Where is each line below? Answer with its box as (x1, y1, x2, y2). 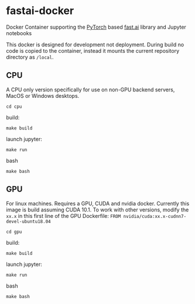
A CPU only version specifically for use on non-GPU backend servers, (6, 86, 175, 93)
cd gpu (6, 228, 22, 235)
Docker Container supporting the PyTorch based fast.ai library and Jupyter (6, 23, 186, 30)
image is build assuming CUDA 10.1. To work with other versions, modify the (6, 206, 189, 213)
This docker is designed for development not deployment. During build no (6, 41, 184, 48)
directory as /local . (6, 53, 54, 60)
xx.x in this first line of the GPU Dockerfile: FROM (6, 212, 121, 219)
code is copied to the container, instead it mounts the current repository (6, 47, 180, 54)
